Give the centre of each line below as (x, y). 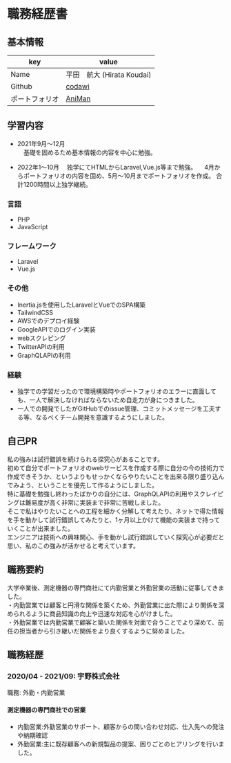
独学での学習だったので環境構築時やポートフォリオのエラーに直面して (117, 391)
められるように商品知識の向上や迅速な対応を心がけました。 (92, 613)
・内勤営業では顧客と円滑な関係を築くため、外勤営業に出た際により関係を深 (116, 605)
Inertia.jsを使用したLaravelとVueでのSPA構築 (81, 305)
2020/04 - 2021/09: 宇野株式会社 (63, 676)
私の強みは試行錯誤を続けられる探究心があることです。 (86, 459)
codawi (78, 86)
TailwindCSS (35, 312)
